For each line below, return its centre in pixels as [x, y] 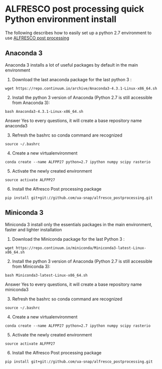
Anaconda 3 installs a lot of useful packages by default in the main [72, 65]
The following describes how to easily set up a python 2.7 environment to [78, 33]
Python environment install [61, 19]
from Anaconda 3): [31, 103]
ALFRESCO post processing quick [74, 9]
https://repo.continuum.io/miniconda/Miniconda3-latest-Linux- [81, 248]
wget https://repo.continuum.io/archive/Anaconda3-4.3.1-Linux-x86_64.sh [81, 88]
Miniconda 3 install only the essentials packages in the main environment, [79, 224]
